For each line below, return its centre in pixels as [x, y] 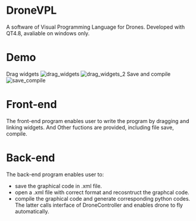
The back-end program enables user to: [55, 174]
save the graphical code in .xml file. [58, 186]
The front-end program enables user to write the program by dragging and [98, 121]
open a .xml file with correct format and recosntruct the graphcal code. [102, 192]
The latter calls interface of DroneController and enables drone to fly [99, 205]
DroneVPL [32, 10]
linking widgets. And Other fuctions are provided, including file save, [90, 127]
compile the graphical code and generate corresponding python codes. [102, 198]
